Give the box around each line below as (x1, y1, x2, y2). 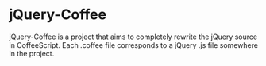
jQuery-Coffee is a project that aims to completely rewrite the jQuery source (9, 32, 257, 41)
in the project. (9, 49, 55, 58)
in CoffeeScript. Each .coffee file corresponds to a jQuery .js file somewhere (9, 40, 259, 49)
